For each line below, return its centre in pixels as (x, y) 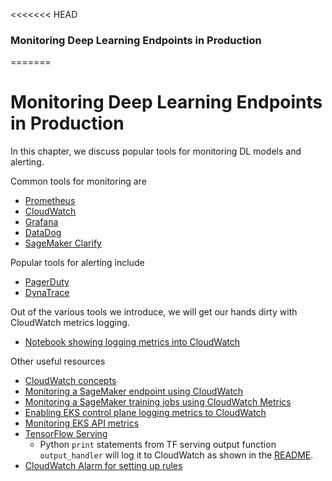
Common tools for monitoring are (78, 181)
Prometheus (50, 201)
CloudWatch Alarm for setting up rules (103, 466)
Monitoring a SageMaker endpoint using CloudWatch (134, 391)
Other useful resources (58, 361)
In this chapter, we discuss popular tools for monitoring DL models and (156, 151)
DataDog (43, 233)
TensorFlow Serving (66, 434)
